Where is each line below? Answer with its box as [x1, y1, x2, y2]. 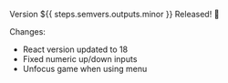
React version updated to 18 [22, 44, 129, 55]
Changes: [9, 26, 46, 36]
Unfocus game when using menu [22, 64, 148, 74]
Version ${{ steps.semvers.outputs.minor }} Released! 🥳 [9, 9, 220, 19]
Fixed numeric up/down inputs [22, 54, 138, 64]
